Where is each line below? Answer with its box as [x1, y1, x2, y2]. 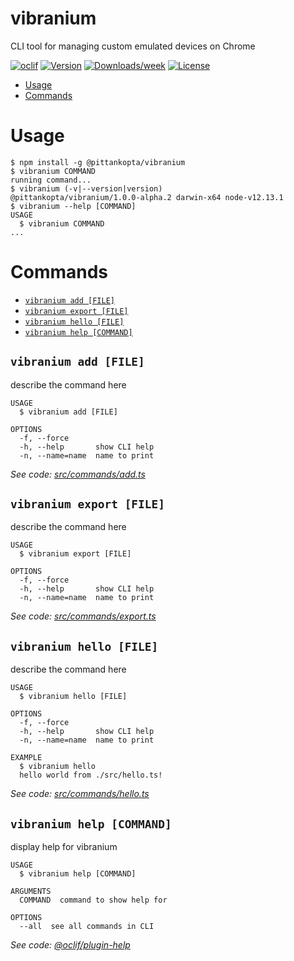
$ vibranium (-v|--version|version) [10, 183, 163, 194]
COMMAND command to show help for [19, 895, 168, 906]
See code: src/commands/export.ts [10, 610, 157, 622]
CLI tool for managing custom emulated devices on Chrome [10, 40, 256, 52]
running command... [10, 175, 92, 185]
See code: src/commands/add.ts [10, 468, 146, 480]
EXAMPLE [10, 753, 43, 763]
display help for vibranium [10, 841, 118, 853]
